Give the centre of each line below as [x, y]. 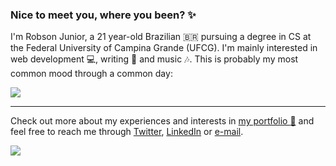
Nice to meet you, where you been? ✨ [103, 15]
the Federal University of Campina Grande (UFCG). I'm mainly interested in [164, 48]
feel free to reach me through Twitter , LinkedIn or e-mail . [127, 132]
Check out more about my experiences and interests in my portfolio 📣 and [162, 121]
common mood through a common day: [91, 74]
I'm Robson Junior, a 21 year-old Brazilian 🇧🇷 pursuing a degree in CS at [161, 37]
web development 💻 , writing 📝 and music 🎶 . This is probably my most [154, 59]
